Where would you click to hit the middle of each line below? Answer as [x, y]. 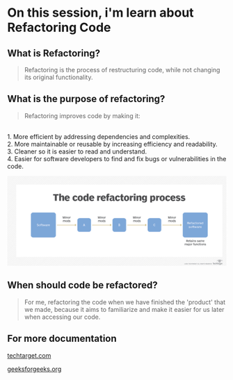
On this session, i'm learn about [101, 13]
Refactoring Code [59, 27]
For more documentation [62, 339]
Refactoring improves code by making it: [82, 115]
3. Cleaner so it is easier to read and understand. [77, 151]
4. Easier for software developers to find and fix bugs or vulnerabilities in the [117, 158]
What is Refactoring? [54, 53]
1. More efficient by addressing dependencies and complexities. [99, 136]
